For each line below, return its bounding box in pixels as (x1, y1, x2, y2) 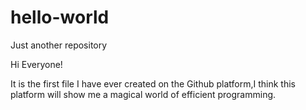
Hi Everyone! (10, 58, 63, 70)
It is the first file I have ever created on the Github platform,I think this (10, 77, 296, 90)
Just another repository (10, 39, 108, 51)
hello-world (10, 6, 110, 29)
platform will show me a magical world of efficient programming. (10, 88, 277, 100)
